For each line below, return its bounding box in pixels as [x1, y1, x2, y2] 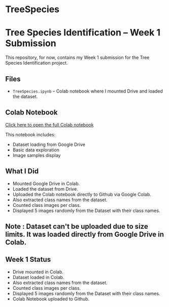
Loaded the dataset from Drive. [12, 186, 78, 192]
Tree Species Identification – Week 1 [5, 27, 161, 39]
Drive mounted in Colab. [12, 268, 63, 275]
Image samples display [12, 152, 61, 158]
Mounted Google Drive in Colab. [12, 180, 80, 187]
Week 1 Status [5, 255, 51, 264]
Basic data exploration [12, 146, 60, 153]
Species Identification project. [5, 60, 68, 66]
